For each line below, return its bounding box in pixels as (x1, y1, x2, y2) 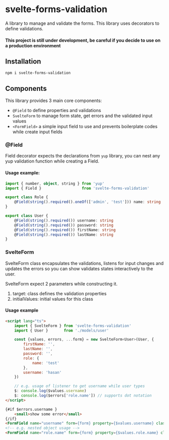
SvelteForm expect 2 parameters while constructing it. (5, 281, 118, 287)
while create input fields (12, 129, 63, 135)
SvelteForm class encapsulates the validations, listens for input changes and (5, 260, 164, 266)
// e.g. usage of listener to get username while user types (14, 383, 145, 389)
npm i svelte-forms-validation (5, 71, 71, 76)
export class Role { (5, 195, 49, 200)
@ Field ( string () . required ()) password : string (14, 223, 114, 228)
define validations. (5, 25, 44, 31)
